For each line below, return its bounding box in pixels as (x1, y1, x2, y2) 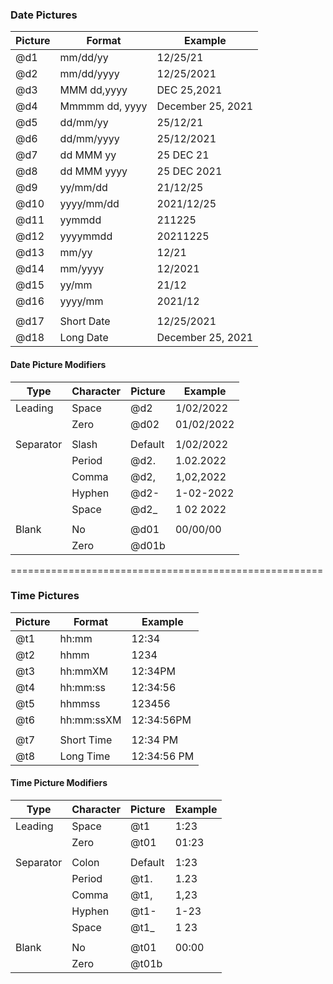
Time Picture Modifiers (10, 777, 108, 789)
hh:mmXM (59, 664, 109, 678)
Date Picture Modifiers (10, 358, 107, 370)
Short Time (59, 733, 113, 747)
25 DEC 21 (156, 148, 210, 162)
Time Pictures (10, 589, 80, 603)
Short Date (59, 314, 111, 328)
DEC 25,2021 (156, 83, 223, 97)
